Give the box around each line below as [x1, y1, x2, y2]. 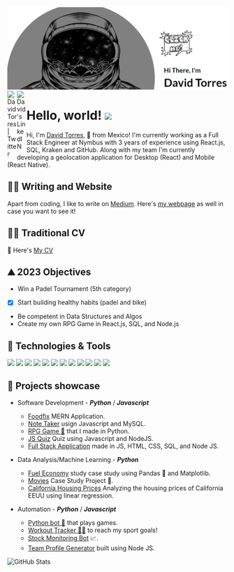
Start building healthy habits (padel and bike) [17, 298, 147, 307]
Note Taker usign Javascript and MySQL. [27, 420, 147, 428]
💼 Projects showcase [7, 380, 101, 392]
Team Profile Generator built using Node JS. [27, 544, 155, 552]
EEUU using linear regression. [27, 491, 114, 500]
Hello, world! [27, 108, 103, 123]
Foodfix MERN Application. [27, 412, 105, 421]
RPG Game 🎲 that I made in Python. [27, 427, 130, 435]
